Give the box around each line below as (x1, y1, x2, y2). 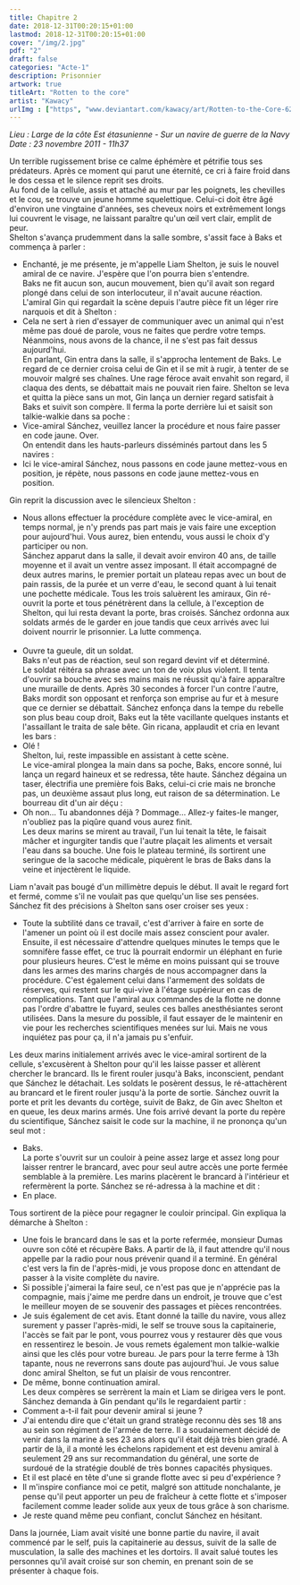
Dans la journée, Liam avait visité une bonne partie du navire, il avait (9, 1528, 260, 1538)
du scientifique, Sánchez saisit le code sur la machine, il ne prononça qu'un (9, 1116, 287, 1127)
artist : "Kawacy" (9, 96, 74, 106)
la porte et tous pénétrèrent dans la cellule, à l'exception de (46, 598, 265, 609)
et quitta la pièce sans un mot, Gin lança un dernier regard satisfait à (21, 392, 274, 403)
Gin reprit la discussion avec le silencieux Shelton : (9, 495, 196, 506)
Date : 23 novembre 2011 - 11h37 (9, 139, 129, 149)
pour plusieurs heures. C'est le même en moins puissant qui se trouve (21, 956, 279, 967)
